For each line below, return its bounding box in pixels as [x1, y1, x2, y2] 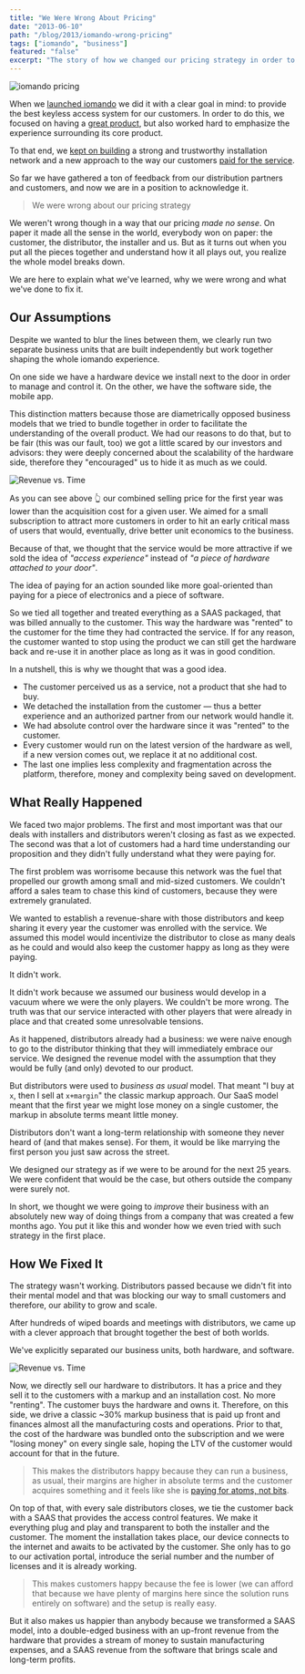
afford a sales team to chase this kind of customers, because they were [9, 885, 278, 896]
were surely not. [9, 1183, 70, 1194]
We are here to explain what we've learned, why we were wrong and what [9, 274, 287, 284]
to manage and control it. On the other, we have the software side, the [9, 380, 272, 392]
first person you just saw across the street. [9, 1146, 170, 1157]
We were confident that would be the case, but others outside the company [9, 1173, 293, 1184]
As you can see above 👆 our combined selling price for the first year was [9, 492, 284, 503]
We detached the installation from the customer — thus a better [22, 700, 262, 711]
